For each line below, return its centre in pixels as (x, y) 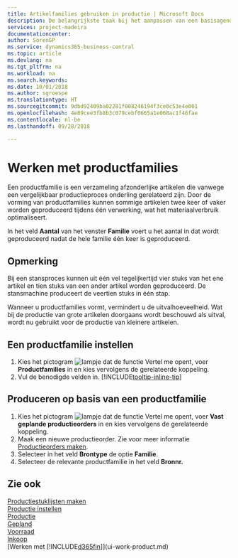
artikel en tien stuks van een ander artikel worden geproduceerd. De (107, 286)
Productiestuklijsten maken (47, 501)
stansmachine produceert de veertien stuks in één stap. (89, 294)
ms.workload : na (31, 73)
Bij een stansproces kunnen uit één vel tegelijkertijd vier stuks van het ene (115, 279)
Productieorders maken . (53, 446)
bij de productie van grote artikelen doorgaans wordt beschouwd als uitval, (117, 315)
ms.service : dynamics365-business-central (71, 47)
